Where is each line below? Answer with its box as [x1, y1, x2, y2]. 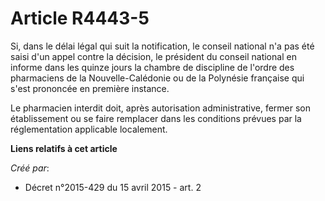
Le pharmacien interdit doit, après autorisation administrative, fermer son [10, 102, 312, 114]
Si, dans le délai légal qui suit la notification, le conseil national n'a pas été [10, 40, 315, 52]
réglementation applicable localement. [10, 123, 168, 135]
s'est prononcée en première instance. [10, 82, 170, 94]
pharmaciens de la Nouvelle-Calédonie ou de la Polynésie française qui [10, 72, 305, 84]
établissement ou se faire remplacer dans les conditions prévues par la [10, 112, 302, 124]
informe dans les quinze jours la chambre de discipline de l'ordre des [10, 61, 295, 73]
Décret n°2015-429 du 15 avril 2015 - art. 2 [24, 181, 202, 193]
